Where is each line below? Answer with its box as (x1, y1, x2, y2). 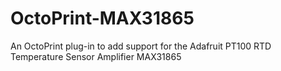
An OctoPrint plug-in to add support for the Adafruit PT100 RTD (10, 40, 272, 52)
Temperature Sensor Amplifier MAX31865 (10, 50, 182, 62)
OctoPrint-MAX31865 (10, 7, 195, 30)
